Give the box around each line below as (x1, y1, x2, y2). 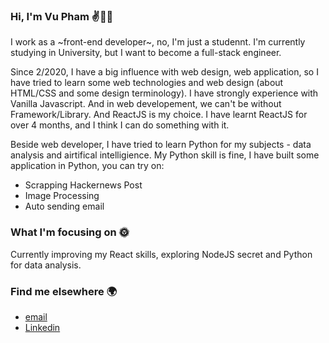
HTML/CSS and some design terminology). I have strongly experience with (10, 87, 319, 99)
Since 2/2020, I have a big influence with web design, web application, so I (10, 66, 319, 78)
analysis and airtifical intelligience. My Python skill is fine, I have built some (10, 149, 320, 161)
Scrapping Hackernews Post (24, 179, 143, 191)
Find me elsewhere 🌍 (10, 284, 118, 298)
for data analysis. (10, 259, 82, 271)
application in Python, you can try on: (10, 160, 165, 172)
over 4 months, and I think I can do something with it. (10, 119, 230, 131)
